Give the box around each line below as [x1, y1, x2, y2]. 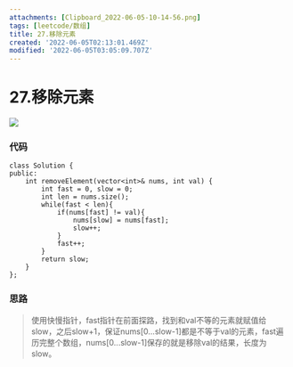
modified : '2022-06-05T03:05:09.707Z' [9, 46, 153, 55]
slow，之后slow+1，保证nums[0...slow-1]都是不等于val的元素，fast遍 [30, 326, 284, 337]
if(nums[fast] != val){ [56, 208, 145, 217]
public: [9, 169, 38, 178]
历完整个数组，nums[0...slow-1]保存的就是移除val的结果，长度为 [30, 337, 267, 347]
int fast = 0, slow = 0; [41, 184, 134, 194]
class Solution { [9, 161, 74, 170]
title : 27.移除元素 [9, 29, 77, 38]
